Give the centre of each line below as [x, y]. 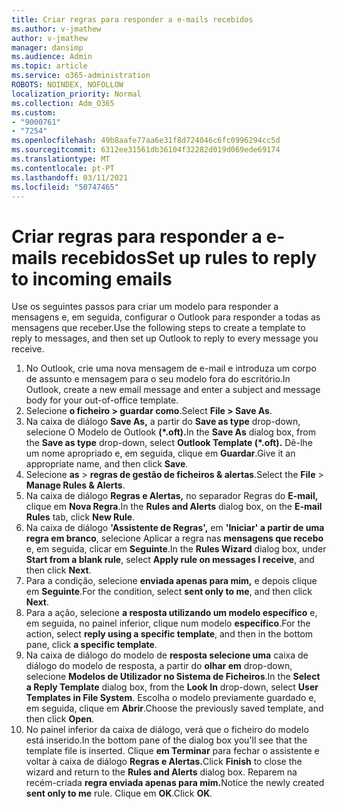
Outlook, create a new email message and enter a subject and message [173, 390]
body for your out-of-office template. [102, 400]
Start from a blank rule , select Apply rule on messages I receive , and [170, 560]
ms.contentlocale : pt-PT [63, 168]
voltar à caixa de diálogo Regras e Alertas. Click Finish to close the [164, 762]
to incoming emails [92, 278]
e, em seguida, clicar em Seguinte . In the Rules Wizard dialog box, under [176, 549]
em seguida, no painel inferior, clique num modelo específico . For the [168, 623]
